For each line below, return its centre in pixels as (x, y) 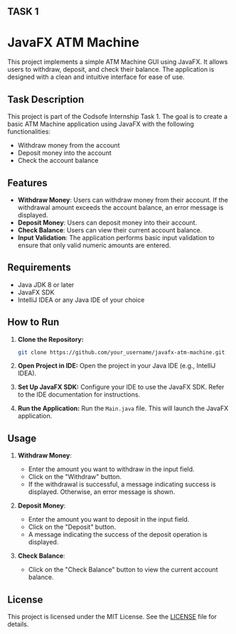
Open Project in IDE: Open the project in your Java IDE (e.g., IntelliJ (117, 366)
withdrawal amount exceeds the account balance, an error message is (120, 207)
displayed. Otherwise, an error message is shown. (102, 492)
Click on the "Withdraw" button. (75, 477)
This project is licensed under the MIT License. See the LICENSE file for (112, 617)
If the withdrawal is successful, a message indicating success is (122, 484)
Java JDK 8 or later (46, 284)
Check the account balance (58, 161)
